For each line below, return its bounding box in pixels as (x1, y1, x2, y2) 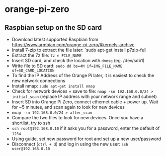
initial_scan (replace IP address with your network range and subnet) (11, 93, 157, 99)
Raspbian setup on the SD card (4, 23, 102, 32)
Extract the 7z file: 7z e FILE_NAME (11, 52, 82, 58)
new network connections (11, 78, 66, 83)
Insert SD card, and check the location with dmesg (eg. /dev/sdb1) (11, 58, 145, 63)
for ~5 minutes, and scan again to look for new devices (11, 104, 125, 110)
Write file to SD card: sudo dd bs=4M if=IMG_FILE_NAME (11, 63, 123, 69)
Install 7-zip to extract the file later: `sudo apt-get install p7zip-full (11, 47, 147, 53)
